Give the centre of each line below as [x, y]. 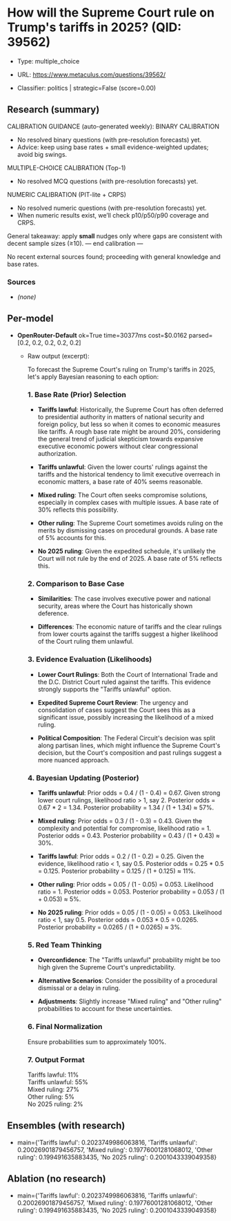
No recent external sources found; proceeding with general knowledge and [114, 256]
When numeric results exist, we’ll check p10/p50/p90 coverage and [113, 215]
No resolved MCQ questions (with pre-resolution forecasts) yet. [108, 181]
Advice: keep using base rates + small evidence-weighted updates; [113, 147]
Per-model [30, 319]
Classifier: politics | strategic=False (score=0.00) [87, 88]
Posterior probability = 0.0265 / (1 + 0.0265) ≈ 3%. [110, 927]
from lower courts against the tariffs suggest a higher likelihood [128, 634]
